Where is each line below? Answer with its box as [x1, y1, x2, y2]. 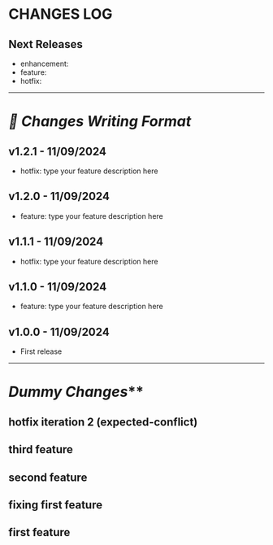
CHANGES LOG [8, 5, 113, 24]
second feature [8, 470, 88, 484]
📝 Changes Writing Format [8, 112, 192, 131]
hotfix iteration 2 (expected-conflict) [8, 415, 198, 429]
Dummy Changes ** [8, 383, 145, 401]
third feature [8, 443, 73, 456]
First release [19, 347, 63, 356]
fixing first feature [8, 498, 103, 512]
